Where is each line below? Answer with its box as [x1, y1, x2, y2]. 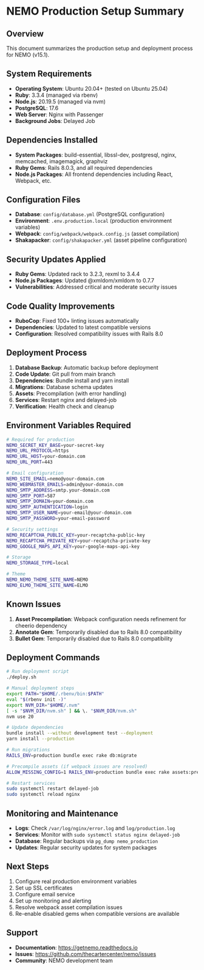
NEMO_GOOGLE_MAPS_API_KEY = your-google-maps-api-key [6, 543, 140, 549]
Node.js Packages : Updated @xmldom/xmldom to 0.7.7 [15, 277, 155, 284]
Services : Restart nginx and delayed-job [15, 396, 117, 403]
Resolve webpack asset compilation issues [15, 903, 123, 911]
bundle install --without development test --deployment [6, 730, 154, 736]
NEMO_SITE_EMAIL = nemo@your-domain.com [6, 476, 104, 482]
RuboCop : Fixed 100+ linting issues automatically [15, 317, 139, 325]
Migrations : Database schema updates [15, 383, 114, 390]
